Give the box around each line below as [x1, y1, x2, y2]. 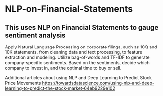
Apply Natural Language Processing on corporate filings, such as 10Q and [5, 44, 157, 50]
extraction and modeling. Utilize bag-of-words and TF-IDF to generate [5, 54, 150, 60]
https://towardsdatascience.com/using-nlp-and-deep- [42, 80, 155, 86]
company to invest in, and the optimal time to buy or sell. [5, 65, 122, 71]
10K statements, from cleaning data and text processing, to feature [5, 49, 142, 55]
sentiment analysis [5, 31, 66, 39]
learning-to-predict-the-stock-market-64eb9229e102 [5, 85, 116, 91]
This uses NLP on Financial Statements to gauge [5, 23, 159, 32]
